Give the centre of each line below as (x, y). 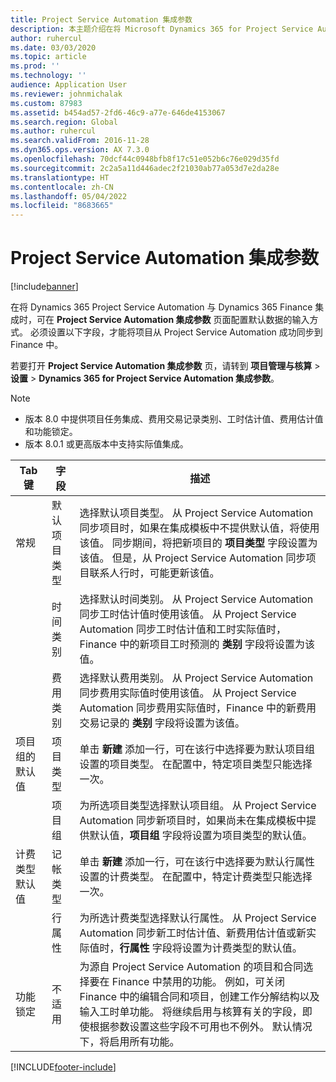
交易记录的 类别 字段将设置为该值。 (162, 723)
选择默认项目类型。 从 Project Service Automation (196, 513)
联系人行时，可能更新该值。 (154, 573)
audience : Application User (69, 85)
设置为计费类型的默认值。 (242, 948)
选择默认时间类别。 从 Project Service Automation (196, 599)
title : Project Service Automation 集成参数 (101, 19)
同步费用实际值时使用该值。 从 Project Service (188, 693)
